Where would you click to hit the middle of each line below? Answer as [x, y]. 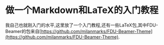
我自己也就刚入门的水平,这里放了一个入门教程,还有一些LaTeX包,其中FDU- [82, 25]
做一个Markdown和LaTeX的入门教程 [82, 10]
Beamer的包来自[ [23, 31]
